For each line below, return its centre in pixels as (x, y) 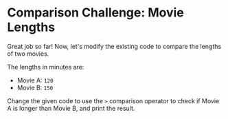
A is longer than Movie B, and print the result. (71, 108)
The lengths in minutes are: (46, 67)
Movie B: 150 (35, 87)
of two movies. (28, 54)
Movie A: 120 (35, 80)
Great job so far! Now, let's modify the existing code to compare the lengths (114, 46)
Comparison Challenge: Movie (95, 13)
